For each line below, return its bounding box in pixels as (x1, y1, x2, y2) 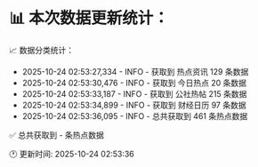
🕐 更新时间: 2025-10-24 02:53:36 (9, 148, 135, 159)
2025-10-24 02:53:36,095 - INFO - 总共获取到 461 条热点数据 (21, 110, 248, 121)
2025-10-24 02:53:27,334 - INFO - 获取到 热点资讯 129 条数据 (21, 66, 249, 76)
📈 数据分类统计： (9, 44, 74, 55)
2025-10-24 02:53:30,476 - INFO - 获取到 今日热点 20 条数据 (21, 77, 247, 88)
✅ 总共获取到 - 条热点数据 (9, 130, 105, 140)
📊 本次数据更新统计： (9, 8, 169, 28)
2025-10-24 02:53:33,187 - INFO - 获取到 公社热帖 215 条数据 (21, 88, 247, 99)
